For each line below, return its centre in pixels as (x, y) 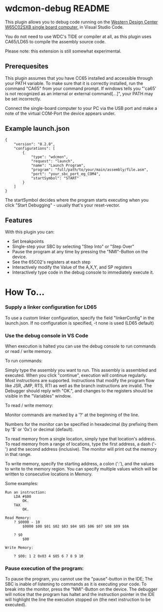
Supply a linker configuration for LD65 (51, 307)
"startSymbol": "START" (55, 178)
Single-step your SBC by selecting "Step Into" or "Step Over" (73, 246)
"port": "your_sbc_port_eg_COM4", (66, 174)
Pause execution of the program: (44, 568)
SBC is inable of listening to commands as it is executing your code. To (76, 584)
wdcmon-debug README (57, 9)
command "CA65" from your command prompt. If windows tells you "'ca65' (81, 88)
